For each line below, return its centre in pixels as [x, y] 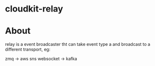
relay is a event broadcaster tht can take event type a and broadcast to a [78, 44]
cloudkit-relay [34, 9]
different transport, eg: [28, 50]
